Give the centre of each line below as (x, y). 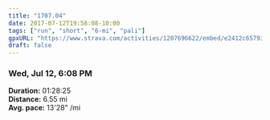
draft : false (30, 46)
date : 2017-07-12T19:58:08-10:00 (64, 23)
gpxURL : (21, 38)
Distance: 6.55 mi (38, 99)
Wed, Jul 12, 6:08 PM (50, 74)
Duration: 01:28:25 (39, 91)
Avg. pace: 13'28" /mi (45, 108)
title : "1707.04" (37, 16)
